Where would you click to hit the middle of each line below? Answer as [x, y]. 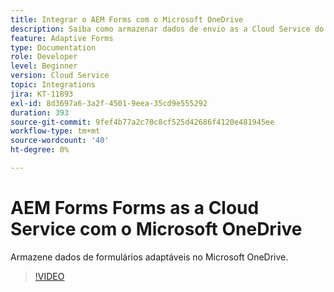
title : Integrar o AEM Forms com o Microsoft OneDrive [127, 19]
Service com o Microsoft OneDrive [156, 229]
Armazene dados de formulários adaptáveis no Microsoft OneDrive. [149, 257]
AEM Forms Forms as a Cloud [135, 208]
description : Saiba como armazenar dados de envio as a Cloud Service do [167, 29]
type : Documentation [53, 47]
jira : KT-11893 [42, 94]
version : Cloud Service [60, 76]
